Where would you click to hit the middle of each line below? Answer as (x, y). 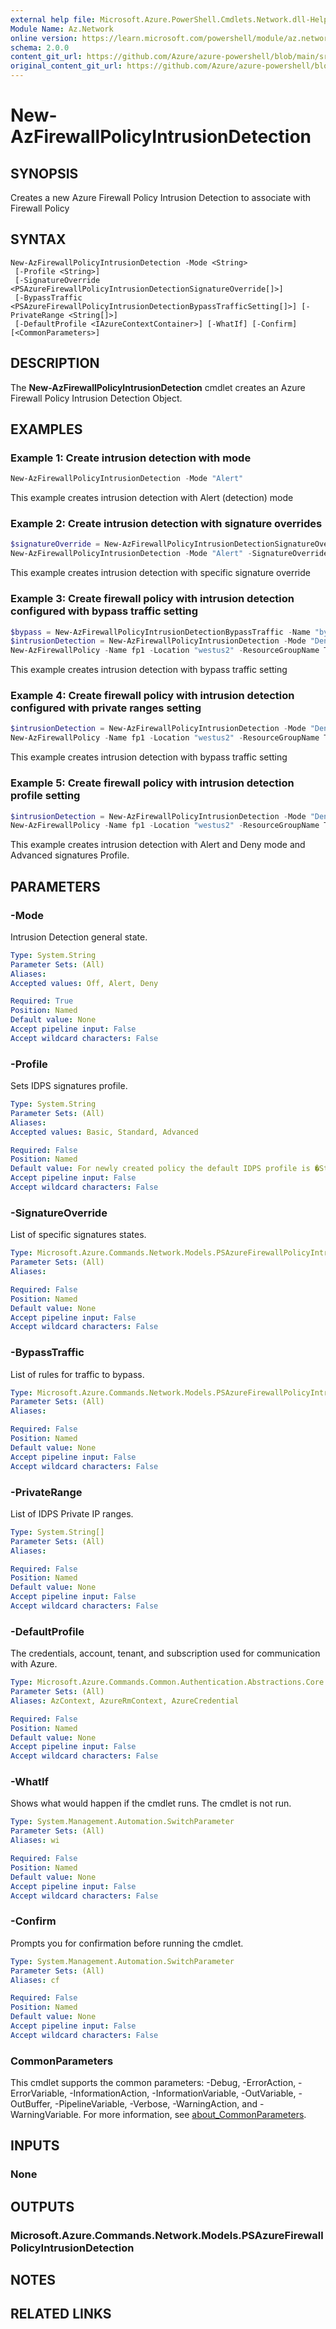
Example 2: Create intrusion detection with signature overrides (166, 524)
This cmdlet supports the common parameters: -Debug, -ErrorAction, (153, 2083)
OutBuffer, (31, 2104)
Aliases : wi (35, 1841)
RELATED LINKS (61, 2314)
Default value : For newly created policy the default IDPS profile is (160, 1169)
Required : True (42, 1001)
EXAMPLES (46, 429)
